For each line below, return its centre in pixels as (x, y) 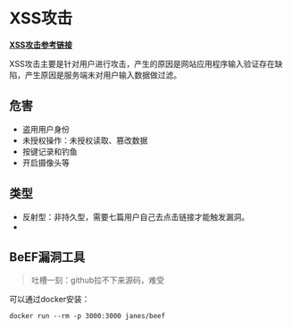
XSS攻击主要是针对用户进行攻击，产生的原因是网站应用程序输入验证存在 (142, 63)
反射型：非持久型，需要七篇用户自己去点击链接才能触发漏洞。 (136, 216)
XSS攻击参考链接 (41, 45)
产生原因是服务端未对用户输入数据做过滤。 (103, 75)
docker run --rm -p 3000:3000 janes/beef (88, 316)
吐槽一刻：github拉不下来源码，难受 (98, 280)
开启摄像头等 (46, 163)
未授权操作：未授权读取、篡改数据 (85, 140)
